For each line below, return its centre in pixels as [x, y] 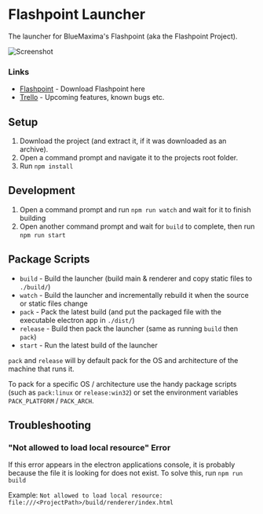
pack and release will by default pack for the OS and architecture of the [123, 360]
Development [42, 191]
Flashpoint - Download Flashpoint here [82, 89]
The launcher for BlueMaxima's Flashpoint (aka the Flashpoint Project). [123, 36]
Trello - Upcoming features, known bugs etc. [92, 97]
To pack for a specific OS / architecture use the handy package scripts [122, 384]
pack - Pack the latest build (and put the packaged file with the [121, 311]
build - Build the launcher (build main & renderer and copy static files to [136, 278]
